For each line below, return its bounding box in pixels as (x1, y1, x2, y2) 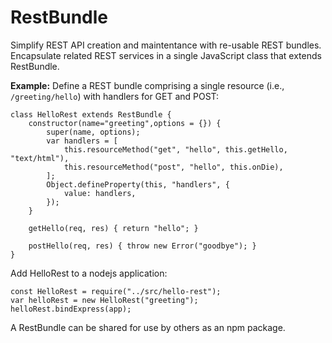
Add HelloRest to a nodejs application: (10, 267, 168, 279)
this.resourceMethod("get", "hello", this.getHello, (63, 144, 288, 155)
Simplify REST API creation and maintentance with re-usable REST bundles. (10, 39, 322, 51)
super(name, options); (46, 127, 141, 137)
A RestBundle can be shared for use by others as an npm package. (10, 321, 286, 333)
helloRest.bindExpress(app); (10, 304, 132, 314)
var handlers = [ (46, 136, 118, 146)
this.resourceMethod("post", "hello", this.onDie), (63, 162, 284, 172)
